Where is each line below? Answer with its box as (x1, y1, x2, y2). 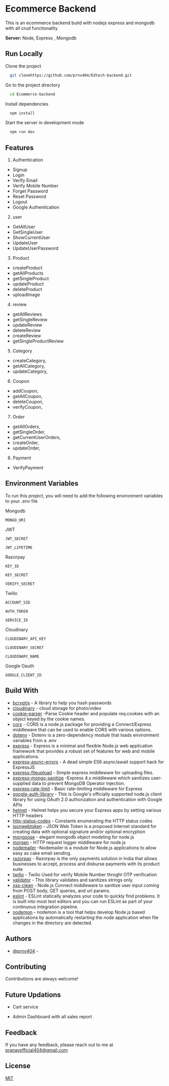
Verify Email (12, 177, 38, 183)
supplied (12, 780, 31, 786)
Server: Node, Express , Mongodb (5, 35, 77, 41)
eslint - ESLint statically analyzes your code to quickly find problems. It (12, 893, 160, 899)
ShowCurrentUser (12, 234, 50, 240)
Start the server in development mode (5, 120, 84, 126)
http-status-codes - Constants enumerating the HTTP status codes (12, 818, 153, 824)
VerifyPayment (12, 465, 44, 471)
